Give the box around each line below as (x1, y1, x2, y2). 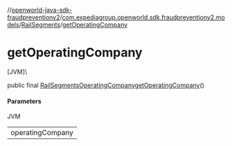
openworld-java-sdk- (11, 6, 73, 14)
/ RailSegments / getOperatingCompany (19, 21, 128, 28)
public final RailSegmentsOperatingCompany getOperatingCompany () (7, 81, 204, 89)
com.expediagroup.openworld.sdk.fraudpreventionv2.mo (62, 13, 225, 21)
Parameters (7, 97, 42, 105)
